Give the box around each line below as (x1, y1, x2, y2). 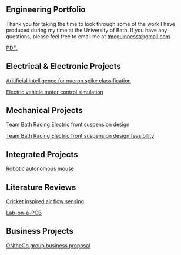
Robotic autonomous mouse (6, 165, 75, 173)
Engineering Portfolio (6, 5, 86, 15)
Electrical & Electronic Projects (6, 61, 122, 71)
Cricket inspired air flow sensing (6, 198, 84, 205)
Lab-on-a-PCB (6, 209, 42, 217)
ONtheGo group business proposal (6, 241, 90, 249)
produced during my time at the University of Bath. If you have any (6, 27, 167, 34)
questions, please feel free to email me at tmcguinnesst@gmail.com (6, 32, 170, 40)
